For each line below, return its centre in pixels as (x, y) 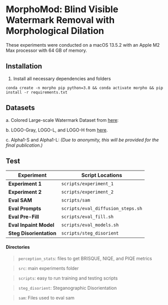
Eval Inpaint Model (32, 225)
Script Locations (102, 175)
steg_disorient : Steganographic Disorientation (67, 288)
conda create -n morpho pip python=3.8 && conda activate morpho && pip (85, 88)
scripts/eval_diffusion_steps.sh (102, 209)
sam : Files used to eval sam (46, 297)
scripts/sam (76, 200)
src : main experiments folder (49, 268)
